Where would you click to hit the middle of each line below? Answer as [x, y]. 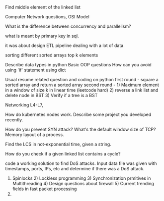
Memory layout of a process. [35, 135]
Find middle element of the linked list [43, 7]
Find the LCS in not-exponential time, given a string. [58, 144]
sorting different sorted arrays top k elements [52, 55]
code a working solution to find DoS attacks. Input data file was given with [81, 163]
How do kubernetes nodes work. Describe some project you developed [78, 114]
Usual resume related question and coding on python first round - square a [82, 79]
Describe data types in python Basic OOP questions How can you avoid [78, 65]
